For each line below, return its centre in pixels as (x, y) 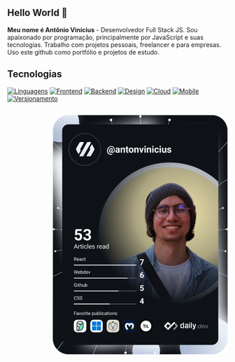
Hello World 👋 (37, 13)
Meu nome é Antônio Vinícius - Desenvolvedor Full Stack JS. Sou (102, 29)
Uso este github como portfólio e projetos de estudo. (83, 52)
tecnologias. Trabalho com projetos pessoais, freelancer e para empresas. (114, 44)
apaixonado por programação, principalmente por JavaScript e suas (106, 37)
